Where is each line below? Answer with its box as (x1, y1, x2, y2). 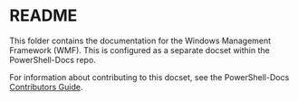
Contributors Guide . (9, 81, 83, 92)
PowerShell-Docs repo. (9, 54, 97, 65)
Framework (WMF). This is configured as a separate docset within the (9, 44, 270, 55)
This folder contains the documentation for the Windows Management (9, 35, 272, 46)
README (9, 5, 78, 26)
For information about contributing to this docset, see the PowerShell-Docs (9, 71, 290, 82)
